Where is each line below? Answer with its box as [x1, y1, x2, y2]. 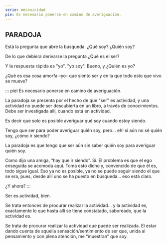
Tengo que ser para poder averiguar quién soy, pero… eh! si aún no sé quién [5, 127, 163, 133]
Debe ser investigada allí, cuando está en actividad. [5, 108, 111, 114]
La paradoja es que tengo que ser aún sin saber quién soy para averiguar [5, 142, 156, 148]
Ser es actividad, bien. [5, 193, 51, 199]
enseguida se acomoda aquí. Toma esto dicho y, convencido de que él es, [5, 163, 158, 169]
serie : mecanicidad [5, 7, 46, 12]
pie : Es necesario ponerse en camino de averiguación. [5, 12, 122, 17]
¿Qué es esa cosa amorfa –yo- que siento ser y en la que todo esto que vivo [5, 73, 162, 79]
